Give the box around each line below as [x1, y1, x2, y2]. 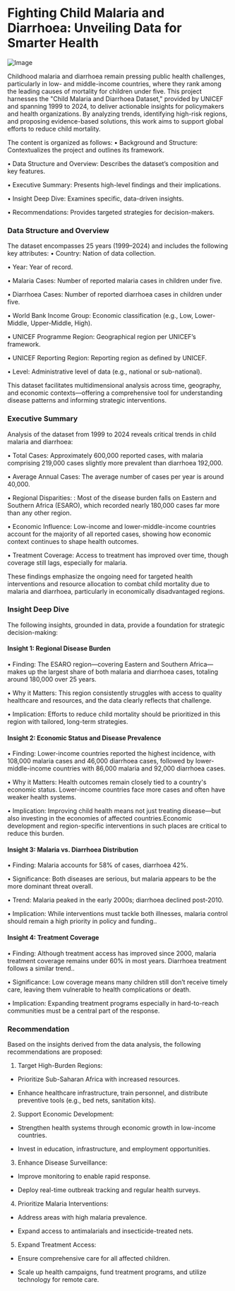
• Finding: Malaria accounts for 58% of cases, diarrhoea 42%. [7, 861, 188, 869]
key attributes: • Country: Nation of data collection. [7, 249, 156, 258]
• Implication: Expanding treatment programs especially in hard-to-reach [7, 999, 219, 1007]
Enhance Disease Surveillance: [17, 1158, 108, 1167]
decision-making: [7, 628, 59, 636]
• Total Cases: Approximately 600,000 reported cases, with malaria [7, 451, 203, 460]
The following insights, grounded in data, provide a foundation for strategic [7, 620, 225, 629]
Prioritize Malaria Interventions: [17, 1199, 109, 1208]
